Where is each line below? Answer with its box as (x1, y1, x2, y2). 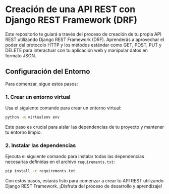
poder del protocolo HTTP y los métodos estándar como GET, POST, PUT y (5, 42, 162, 48)
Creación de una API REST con (5, 4, 136, 15)
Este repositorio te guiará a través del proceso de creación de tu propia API (5, 31, 161, 37)
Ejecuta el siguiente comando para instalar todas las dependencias (5, 153, 145, 160)
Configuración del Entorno (5, 67, 90, 76)
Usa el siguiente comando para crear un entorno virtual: (5, 105, 122, 111)
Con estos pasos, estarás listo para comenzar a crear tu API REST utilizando (5, 178, 164, 184)
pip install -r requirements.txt (5, 169, 76, 174)
